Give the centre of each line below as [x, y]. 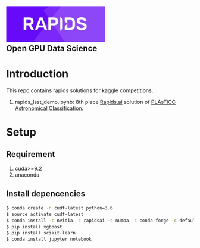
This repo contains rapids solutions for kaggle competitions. [80, 90]
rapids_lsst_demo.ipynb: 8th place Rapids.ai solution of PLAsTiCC [95, 102]
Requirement [31, 154]
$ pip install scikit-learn [41, 233]
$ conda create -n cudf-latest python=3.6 [60, 208]
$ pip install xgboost [34, 227]
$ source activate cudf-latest [45, 214]
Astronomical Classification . [49, 108]
